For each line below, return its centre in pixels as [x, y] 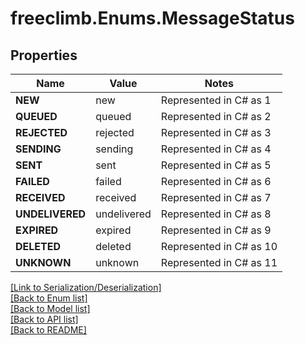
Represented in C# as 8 [216, 214]
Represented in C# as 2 [216, 116]
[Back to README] [48, 330]
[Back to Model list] [50, 308]
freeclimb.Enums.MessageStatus [152, 18]
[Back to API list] [44, 319]
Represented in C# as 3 [216, 132]
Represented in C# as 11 [219, 262]
